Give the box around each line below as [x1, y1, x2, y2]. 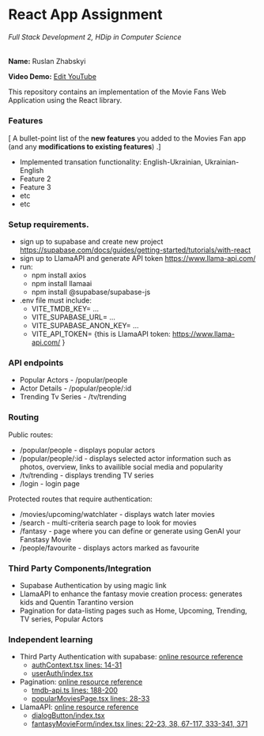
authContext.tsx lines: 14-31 [31, 660, 123, 670]
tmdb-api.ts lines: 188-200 [31, 685, 119, 695]
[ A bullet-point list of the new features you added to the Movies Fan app [8, 133, 247, 143]
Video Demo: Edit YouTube [8, 72, 97, 81]
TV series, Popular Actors [19, 614, 104, 624]
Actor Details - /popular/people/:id [19, 383, 132, 393]
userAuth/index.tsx [31, 669, 93, 678]
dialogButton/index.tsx [31, 711, 105, 720]
